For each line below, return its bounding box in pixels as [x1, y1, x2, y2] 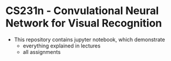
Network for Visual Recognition [5, 16, 162, 30]
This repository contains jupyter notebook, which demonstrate [14, 36, 165, 43]
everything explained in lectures [22, 42, 101, 49]
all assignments [22, 48, 61, 55]
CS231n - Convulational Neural [5, 4, 159, 18]
